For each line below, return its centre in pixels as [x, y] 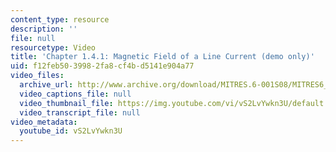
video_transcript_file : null [80, 112]
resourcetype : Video [53, 47]
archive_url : [46, 85]
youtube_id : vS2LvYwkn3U [71, 131]
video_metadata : [44, 122]
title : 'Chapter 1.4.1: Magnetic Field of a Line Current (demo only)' [162, 57]
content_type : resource [60, 19]
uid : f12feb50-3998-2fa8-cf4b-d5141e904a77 [102, 66]
